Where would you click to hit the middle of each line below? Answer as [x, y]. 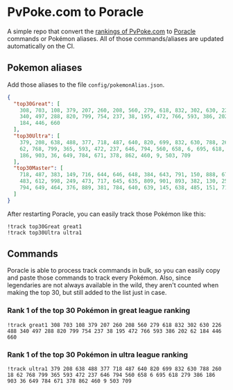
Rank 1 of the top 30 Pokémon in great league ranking [99, 311]
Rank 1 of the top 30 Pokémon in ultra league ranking [98, 355]
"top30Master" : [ [38, 168]
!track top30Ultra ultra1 [44, 232]
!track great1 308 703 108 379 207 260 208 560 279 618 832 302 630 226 [114, 325]
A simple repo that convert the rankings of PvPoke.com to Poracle [102, 31]
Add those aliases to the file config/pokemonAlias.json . [86, 85]
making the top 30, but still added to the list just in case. [87, 293]
